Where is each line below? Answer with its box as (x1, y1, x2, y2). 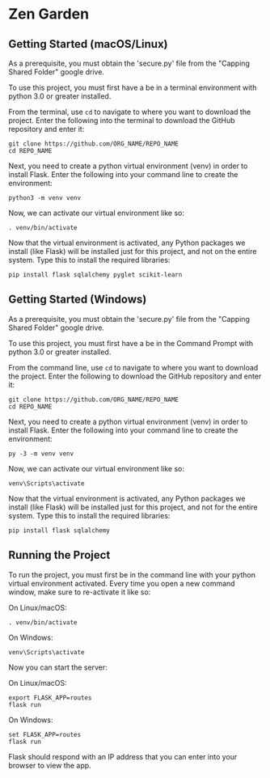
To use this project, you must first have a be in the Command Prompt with (8, 338, 254, 348)
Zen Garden (8, 5, 90, 23)
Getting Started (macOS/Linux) (8, 37, 168, 51)
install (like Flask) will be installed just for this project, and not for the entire (8, 502, 258, 512)
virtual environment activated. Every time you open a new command (8, 578, 236, 588)
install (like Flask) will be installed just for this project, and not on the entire (8, 247, 257, 256)
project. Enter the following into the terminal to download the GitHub (8, 116, 236, 125)
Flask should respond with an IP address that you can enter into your (8, 751, 238, 761)
